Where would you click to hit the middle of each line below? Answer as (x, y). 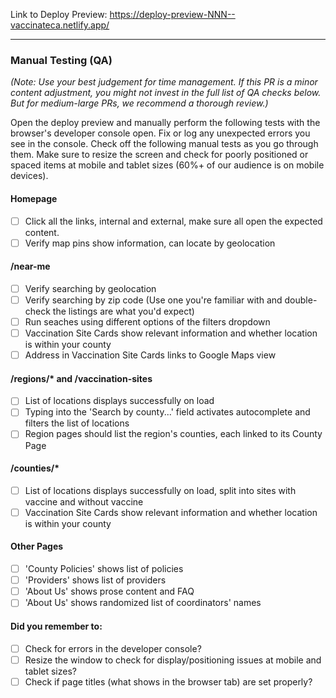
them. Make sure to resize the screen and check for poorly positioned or (159, 155)
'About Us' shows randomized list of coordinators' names (143, 603)
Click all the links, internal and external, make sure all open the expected (173, 221)
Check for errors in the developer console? (113, 648)
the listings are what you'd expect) (123, 311)
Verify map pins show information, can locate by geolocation (150, 243)
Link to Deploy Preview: (59, 14)
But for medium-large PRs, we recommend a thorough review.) (139, 103)
